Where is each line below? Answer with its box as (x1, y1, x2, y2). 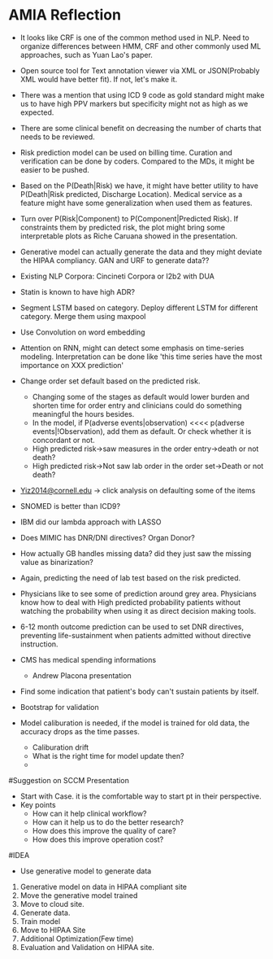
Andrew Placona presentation (32, 670, 132, 681)
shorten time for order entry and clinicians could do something (32, 401, 242, 410)
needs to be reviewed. (19, 132, 95, 142)
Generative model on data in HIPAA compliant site (19, 882, 188, 891)
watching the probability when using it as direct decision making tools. (19, 606, 257, 615)
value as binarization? (19, 557, 93, 567)
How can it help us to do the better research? (32, 817, 184, 827)
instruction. (19, 639, 58, 649)
